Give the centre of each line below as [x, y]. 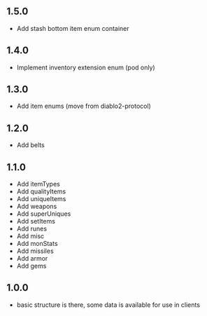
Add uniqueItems [41, 199]
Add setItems [36, 221]
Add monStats [37, 244]
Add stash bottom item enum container [73, 28]
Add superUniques [44, 214]
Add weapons [37, 207]
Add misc [30, 236]
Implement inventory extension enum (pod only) [86, 67]
